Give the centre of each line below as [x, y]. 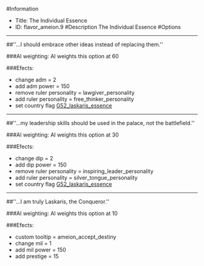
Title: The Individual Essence [51, 20]
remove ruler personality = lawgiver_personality [75, 93]
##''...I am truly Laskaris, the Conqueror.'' [58, 202]
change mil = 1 [33, 243]
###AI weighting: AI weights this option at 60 [63, 56]
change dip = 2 [34, 158]
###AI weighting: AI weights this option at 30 [63, 135]
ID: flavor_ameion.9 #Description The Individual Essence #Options [98, 27]
